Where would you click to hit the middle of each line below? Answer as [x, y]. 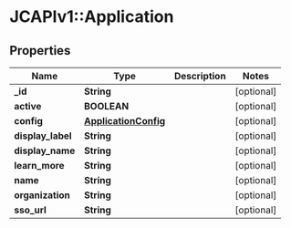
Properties [40, 51]
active [28, 106]
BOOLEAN [106, 106]
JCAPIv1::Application [92, 17]
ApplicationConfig [125, 121]
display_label [43, 136]
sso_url [31, 210]
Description [200, 76]
